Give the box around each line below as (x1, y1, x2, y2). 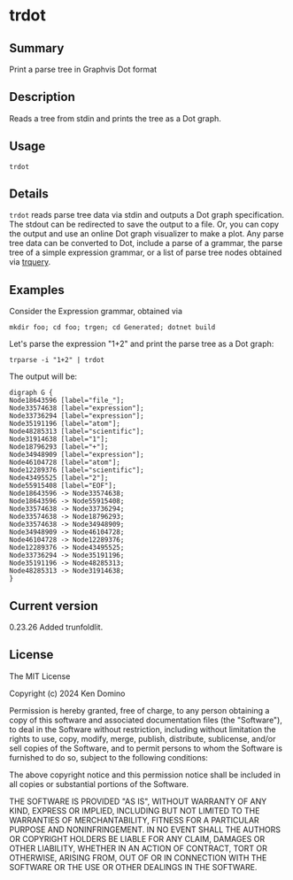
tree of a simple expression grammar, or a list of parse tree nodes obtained (9, 247, 282, 258)
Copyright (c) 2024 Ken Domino (9, 688, 126, 699)
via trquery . (9, 257, 51, 267)
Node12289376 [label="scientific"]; (9, 466, 144, 475)
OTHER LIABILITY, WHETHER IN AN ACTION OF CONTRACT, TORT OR (9, 843, 267, 853)
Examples (9, 282, 65, 297)
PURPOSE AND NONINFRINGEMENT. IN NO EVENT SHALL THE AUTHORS (9, 824, 281, 835)
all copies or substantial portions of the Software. (9, 778, 189, 789)
